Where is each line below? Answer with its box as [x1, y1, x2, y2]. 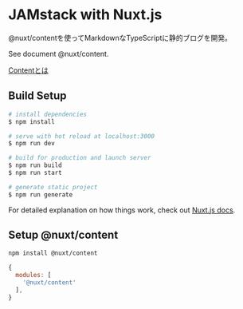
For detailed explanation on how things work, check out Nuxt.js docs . [8, 205, 236, 215]
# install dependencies [8, 110, 88, 118]
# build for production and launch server [8, 154, 151, 162]
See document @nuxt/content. [8, 49, 109, 58]
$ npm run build [8, 161, 62, 169]
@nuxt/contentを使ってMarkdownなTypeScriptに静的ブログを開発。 [8, 33, 233, 42]
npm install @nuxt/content [8, 249, 98, 257]
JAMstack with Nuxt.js [8, 6, 163, 24]
